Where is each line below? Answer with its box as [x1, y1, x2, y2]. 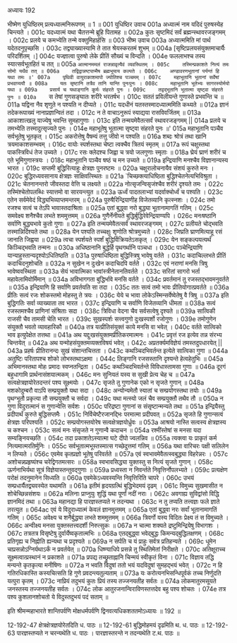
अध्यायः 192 [7, 6, 35, 14]
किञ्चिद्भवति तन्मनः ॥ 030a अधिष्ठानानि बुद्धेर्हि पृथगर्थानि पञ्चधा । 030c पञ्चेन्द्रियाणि [7, 244, 203, 251]
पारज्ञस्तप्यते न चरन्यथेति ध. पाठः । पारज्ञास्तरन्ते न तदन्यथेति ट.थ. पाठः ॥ [16, 629, 180, 637]
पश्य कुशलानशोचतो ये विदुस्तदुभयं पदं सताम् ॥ [7, 593, 109, 601]
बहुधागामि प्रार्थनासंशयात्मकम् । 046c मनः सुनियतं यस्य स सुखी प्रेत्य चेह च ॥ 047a [7, 371, 195, 378]
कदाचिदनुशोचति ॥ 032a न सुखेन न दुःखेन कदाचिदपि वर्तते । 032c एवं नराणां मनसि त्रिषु [7, 259, 208, 268]
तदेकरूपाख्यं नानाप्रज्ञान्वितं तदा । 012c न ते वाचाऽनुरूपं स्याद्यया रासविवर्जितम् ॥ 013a [7, 109, 201, 116]
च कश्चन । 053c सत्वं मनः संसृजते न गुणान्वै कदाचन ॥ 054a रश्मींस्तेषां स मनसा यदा [7, 426, 202, 434]
